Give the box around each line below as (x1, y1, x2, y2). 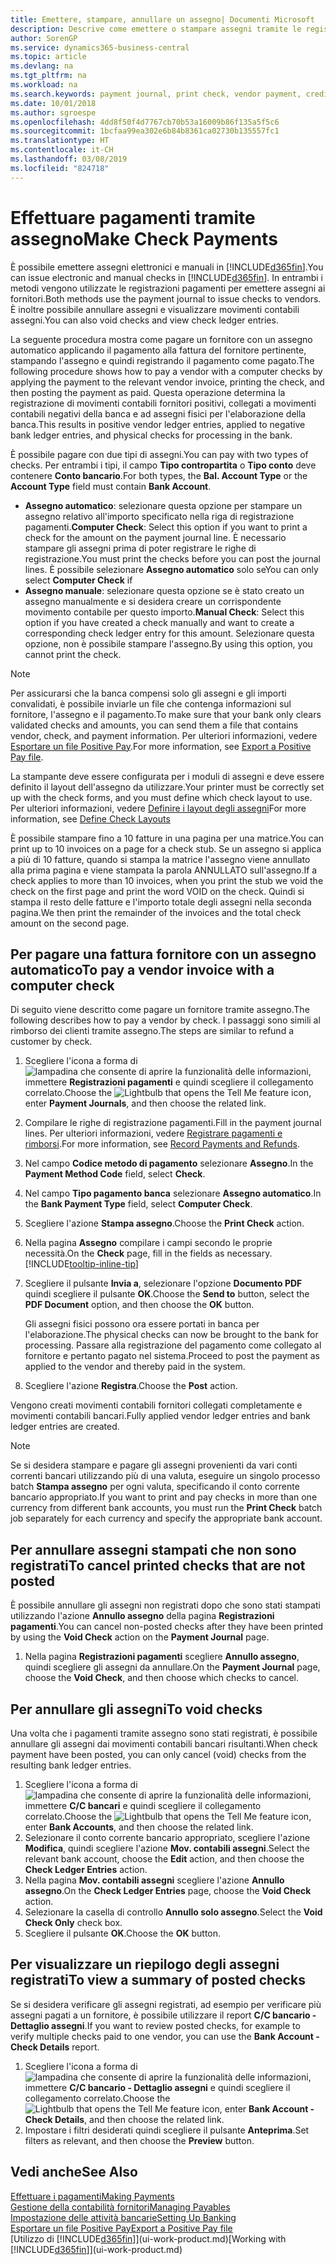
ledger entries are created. (10, 1421, 120, 1433)
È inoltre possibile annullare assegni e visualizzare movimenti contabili (10, 303, 300, 315)
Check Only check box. (24, 1917, 123, 1928)
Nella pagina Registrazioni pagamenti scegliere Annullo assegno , (24, 1651, 300, 1663)
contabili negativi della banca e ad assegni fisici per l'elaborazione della (10, 407, 307, 420)
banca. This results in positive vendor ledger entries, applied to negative (10, 418, 306, 430)
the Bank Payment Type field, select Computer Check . (24, 1198, 253, 1210)
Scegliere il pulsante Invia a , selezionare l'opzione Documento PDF (24, 1277, 303, 1290)
